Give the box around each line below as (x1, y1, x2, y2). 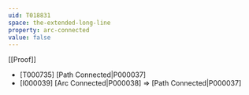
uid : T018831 (8, 11, 51, 20)
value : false (8, 33, 51, 42)
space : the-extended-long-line (8, 19, 111, 27)
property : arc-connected (8, 26, 90, 34)
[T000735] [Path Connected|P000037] (19, 70, 147, 79)
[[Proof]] (8, 55, 37, 64)
